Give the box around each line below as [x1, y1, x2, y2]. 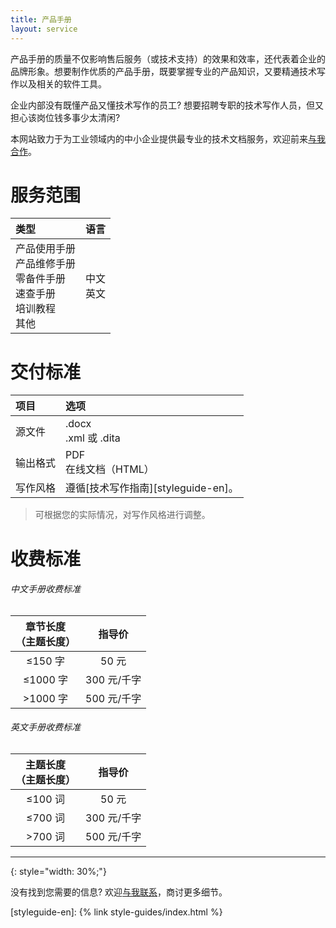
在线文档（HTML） [65, 462, 155, 476]
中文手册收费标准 [10, 583, 81, 595]
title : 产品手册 [10, 14, 72, 25]
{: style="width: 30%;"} [10, 865, 107, 877]
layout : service [10, 24, 78, 34]
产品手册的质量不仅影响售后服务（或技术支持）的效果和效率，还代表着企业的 [10, 52, 326, 65]
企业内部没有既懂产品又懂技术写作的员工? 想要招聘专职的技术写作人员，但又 [10, 99, 325, 111]
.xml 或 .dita [65, 431, 121, 445]
